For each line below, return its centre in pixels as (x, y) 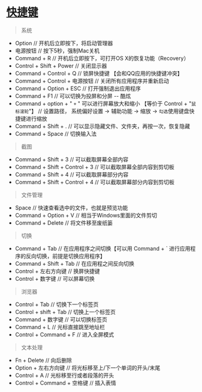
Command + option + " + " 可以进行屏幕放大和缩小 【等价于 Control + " (103, 103)
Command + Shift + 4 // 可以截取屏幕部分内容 (72, 174)
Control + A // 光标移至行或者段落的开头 (64, 375)
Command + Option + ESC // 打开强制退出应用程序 (78, 88)
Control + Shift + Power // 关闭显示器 (61, 66)
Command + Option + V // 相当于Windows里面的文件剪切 (86, 215)
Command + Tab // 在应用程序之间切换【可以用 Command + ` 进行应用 (103, 248)
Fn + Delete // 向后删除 (44, 360)
